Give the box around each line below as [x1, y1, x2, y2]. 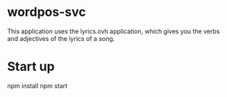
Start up [7, 59, 55, 75]
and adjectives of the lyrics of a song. [7, 34, 115, 42]
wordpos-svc [7, 4, 87, 20]
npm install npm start [7, 81, 68, 90]
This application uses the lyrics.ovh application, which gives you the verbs [7, 27, 220, 35]
